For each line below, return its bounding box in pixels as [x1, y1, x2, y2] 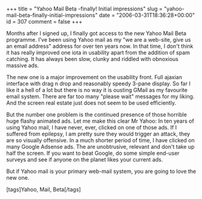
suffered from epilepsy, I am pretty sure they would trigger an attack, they [6, 130, 191, 137]
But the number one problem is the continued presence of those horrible [6, 111, 187, 118]
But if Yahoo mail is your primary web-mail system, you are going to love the [6, 168, 197, 175]
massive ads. [6, 62, 39, 69]
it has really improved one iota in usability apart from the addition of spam [6, 49, 191, 56]
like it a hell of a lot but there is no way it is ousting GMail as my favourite [6, 86, 187, 93]
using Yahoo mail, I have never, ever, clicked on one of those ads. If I [6, 124, 177, 131]
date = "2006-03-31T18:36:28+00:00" [99, 11, 195, 19]
